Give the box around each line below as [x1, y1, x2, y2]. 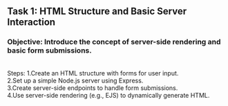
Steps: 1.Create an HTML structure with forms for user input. [7, 69, 179, 77]
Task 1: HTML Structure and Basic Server [7, 6, 187, 17]
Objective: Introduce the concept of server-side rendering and [7, 37, 221, 47]
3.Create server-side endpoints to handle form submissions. [7, 83, 178, 92]
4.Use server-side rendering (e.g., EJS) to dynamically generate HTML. [7, 91, 210, 99]
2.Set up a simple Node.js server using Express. [7, 76, 144, 85]
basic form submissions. [7, 46, 92, 55]
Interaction [7, 17, 56, 28]
